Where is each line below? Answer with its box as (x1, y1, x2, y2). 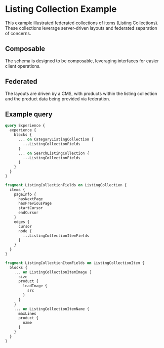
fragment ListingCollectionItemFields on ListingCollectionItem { (5, 261, 145, 265)
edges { (14, 219, 30, 224)
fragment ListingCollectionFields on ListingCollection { (5, 182, 127, 187)
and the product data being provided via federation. (5, 95, 110, 102)
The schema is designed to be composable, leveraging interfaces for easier (5, 58, 159, 64)
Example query (5, 110, 53, 118)
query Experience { (5, 123, 45, 128)
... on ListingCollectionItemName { (14, 306, 90, 311)
